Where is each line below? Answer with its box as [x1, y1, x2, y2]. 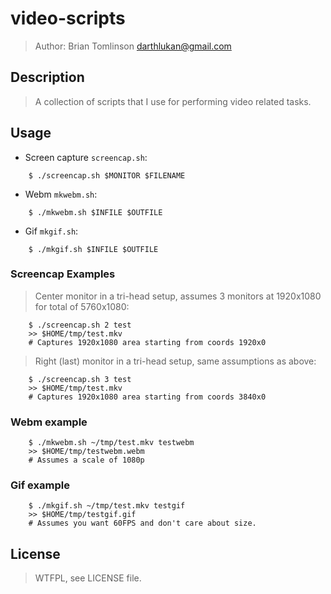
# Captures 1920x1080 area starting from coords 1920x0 [28, 337, 267, 347]
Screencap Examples [10, 267, 116, 281]
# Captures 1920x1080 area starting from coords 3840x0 [28, 392, 267, 402]
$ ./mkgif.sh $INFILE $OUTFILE [28, 244, 159, 254]
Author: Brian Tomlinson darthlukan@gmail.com [34, 40, 232, 52]
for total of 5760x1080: [34, 300, 130, 312]
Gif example [10, 478, 70, 492]
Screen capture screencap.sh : [24, 151, 148, 163]
